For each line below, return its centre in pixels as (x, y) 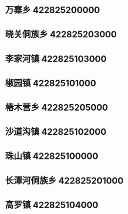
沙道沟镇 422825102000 (56, 132)
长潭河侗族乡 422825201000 (64, 181)
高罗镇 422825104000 (52, 205)
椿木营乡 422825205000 (57, 107)
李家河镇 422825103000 (56, 59)
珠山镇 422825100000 (52, 156)
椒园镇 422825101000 (51, 83)
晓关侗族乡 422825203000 (61, 34)
